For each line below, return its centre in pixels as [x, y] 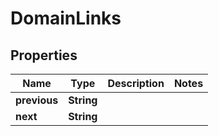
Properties [44, 55]
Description [136, 83]
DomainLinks [66, 18]
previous [37, 100]
